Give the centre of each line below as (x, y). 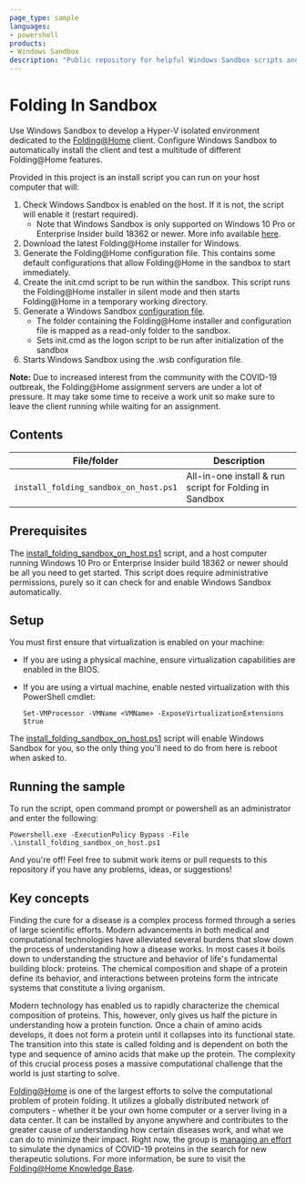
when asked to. (38, 758)
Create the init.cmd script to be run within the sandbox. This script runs (156, 282)
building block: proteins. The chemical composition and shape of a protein (149, 968)
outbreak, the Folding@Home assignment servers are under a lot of (136, 386)
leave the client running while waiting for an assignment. (115, 406)
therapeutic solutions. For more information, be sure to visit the (127, 1159)
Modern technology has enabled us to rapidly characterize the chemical (144, 1005)
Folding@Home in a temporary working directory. (115, 301)
